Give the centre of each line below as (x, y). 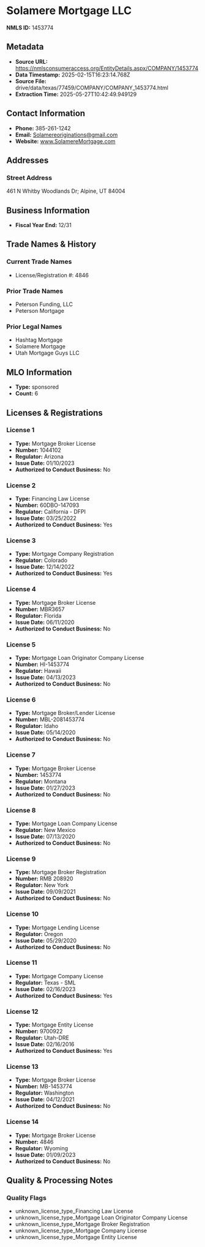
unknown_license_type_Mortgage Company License (81, 1230)
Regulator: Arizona (39, 456)
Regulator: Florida (38, 615)
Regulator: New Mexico (45, 829)
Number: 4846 (34, 1142)
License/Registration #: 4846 (52, 275)
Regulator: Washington (45, 1093)
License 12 (22, 1011)
